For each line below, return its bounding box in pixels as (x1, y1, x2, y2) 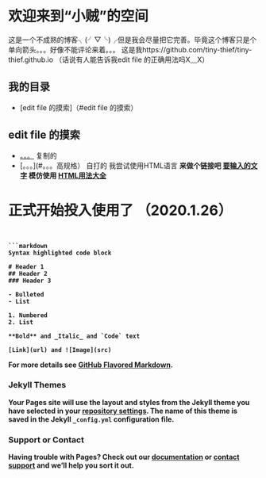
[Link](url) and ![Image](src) (8, 346, 112, 354)
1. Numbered (8, 311, 48, 319)
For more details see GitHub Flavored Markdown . (8, 360, 173, 369)
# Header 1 (8, 262, 44, 270)
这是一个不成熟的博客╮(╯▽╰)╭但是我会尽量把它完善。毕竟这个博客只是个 (8, 35, 257, 44)
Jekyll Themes (8, 380, 67, 391)
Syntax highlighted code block (8, 249, 112, 257)
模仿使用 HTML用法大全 (29, 170, 107, 180)
